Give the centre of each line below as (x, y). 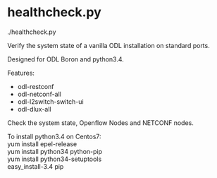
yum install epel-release (42, 144)
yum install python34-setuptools (55, 159)
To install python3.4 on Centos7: (54, 136)
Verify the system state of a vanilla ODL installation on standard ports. (108, 45)
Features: (21, 73)
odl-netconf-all (39, 94)
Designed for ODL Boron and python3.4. (66, 59)
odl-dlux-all (34, 109)
